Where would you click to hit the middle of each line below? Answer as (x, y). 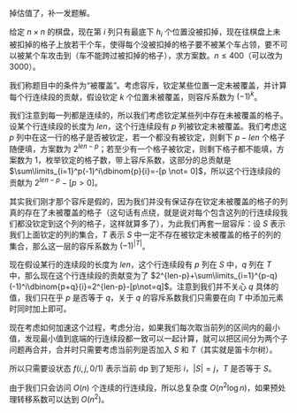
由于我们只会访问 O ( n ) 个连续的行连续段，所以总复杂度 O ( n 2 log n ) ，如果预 (144, 387)
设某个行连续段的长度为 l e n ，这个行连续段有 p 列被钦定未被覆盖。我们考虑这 (148, 126)
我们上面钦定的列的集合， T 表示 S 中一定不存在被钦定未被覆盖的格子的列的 (145, 234)
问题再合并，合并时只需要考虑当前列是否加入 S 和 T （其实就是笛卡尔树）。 (143, 350)
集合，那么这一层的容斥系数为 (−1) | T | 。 (80, 245)
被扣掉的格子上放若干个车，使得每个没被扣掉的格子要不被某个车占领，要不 (145, 44)
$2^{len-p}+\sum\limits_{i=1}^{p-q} (214, 276)
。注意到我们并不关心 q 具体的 (224, 287)
